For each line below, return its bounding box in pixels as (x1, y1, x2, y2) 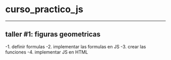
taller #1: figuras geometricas (5, 30, 101, 39)
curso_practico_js (5, 4, 83, 15)
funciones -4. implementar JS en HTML (5, 49, 88, 55)
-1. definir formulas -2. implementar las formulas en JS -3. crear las (5, 43, 146, 49)
